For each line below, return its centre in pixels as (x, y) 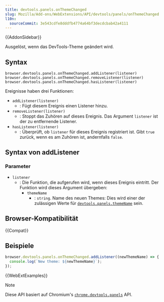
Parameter (18, 166)
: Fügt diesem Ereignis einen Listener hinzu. (64, 106)
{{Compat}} (17, 230)
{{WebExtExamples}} (27, 276)
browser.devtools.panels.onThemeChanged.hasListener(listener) (71, 82)
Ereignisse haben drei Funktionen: (40, 91)
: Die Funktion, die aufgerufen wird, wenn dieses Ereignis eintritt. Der (89, 182)
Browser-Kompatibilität (42, 219)
